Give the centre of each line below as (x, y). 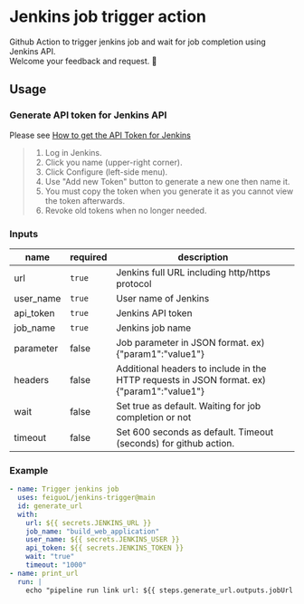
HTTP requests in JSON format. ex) (191, 379)
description (203, 257)
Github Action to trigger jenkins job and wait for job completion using (138, 42)
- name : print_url (44, 573)
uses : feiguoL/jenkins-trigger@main (86, 498)
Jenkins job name (154, 328)
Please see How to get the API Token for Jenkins (100, 135)
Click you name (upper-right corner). (114, 162)
